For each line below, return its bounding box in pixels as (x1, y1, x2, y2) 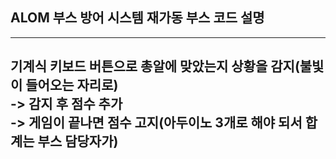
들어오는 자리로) (25, 77, 119, 94)
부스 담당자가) (37, 133, 119, 150)
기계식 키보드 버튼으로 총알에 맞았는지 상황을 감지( (10, 58, 300, 75)
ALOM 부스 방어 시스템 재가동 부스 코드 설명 (10, 9, 265, 27)
